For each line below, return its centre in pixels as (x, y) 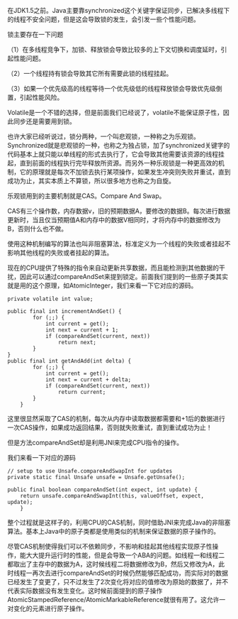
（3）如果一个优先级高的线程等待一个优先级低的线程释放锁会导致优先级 (112, 88)
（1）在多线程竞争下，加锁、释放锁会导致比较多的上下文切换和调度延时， (114, 49)
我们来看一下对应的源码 (41, 458)
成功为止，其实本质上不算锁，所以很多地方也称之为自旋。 (91, 181)
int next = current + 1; (82, 330)
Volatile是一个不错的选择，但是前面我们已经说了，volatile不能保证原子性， (115, 113)
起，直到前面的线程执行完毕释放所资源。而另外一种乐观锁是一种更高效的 (113, 163)
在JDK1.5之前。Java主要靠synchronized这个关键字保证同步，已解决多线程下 (119, 10)
